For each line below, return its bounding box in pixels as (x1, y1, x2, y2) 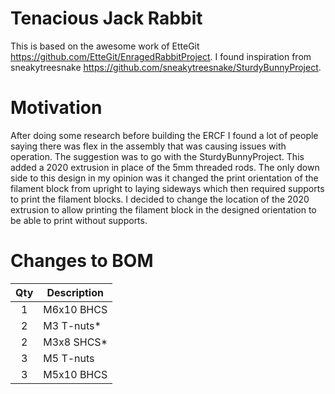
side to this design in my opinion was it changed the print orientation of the (10, 172, 319, 184)
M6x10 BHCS (43, 302, 108, 316)
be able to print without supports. (10, 214, 148, 226)
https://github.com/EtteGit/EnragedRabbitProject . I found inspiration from (10, 50, 312, 62)
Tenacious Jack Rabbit (10, 7, 203, 30)
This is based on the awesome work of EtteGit (10, 40, 200, 52)
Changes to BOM (10, 250, 154, 272)
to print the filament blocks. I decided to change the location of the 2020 (10, 193, 310, 205)
